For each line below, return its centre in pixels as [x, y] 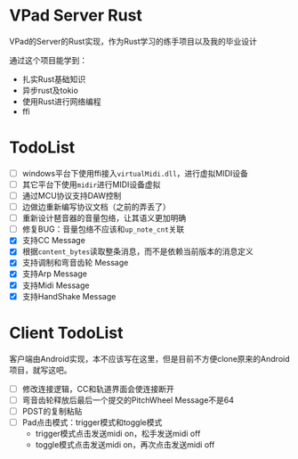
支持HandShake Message [69, 296]
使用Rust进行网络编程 [62, 101]
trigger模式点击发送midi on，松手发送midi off [118, 433]
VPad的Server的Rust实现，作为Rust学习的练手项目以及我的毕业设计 [133, 41]
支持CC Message [54, 241]
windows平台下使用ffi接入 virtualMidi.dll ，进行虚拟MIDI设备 [135, 173]
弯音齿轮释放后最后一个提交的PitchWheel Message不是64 [128, 400]
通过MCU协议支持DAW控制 [72, 196]
